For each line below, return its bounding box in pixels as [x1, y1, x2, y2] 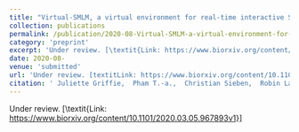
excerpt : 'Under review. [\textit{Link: [9, 46, 162, 55]
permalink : [9, 29, 50, 38]
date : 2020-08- [9, 54, 66, 63]
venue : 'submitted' [9, 63, 82, 72]
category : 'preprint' [9, 37, 90, 47]
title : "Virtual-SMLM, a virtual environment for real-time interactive [9, 12, 285, 22]
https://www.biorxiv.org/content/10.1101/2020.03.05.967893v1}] [9, 113, 243, 123]
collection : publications [9, 21, 105, 30]
